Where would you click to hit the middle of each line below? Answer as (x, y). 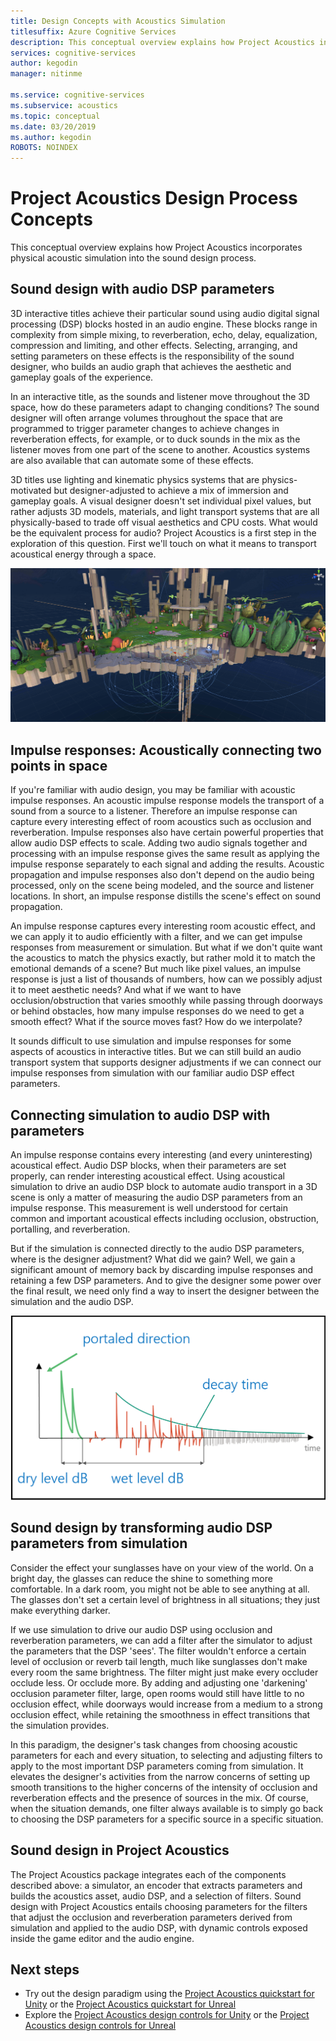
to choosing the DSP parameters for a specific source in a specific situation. (167, 1819)
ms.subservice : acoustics (64, 105)
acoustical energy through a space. (83, 554)
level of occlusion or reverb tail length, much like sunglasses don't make (159, 1661)
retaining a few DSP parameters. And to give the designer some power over (166, 1281)
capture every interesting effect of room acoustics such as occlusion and (161, 822)
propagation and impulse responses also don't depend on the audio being (162, 875)
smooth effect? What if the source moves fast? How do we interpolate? (156, 1022)
